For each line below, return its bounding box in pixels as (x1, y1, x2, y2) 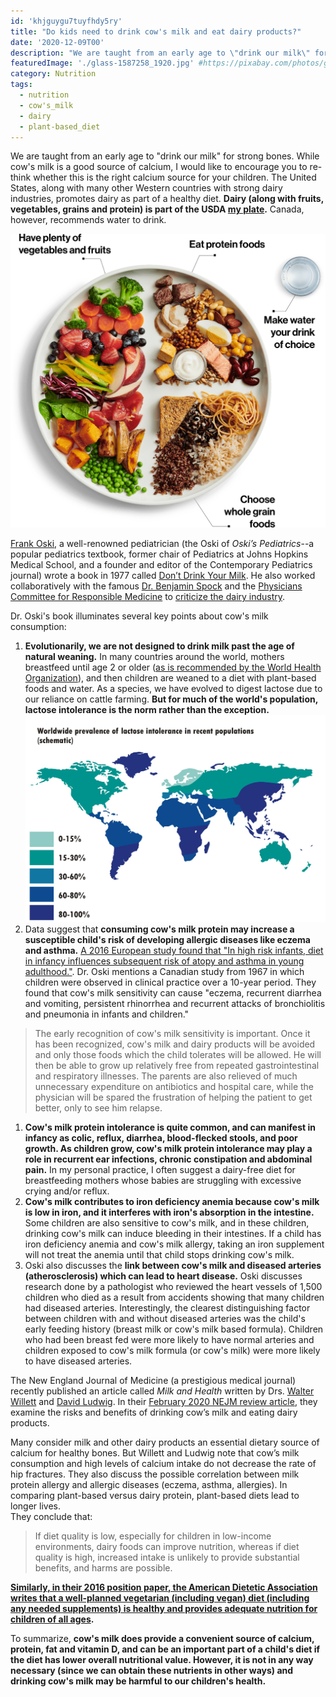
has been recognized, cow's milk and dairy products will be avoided (34, 1038, 316, 1050)
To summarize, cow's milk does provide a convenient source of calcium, (10, 1633, 315, 1644)
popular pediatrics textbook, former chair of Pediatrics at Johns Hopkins (10, 548, 309, 560)
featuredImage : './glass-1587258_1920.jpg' (10, 58, 195, 69)
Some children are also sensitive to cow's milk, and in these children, (24, 1217, 310, 1229)
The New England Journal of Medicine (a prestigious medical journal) (10, 1375, 297, 1386)
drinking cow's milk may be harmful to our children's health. (10, 1675, 267, 1687)
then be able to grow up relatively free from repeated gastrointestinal (34, 1060, 320, 1071)
